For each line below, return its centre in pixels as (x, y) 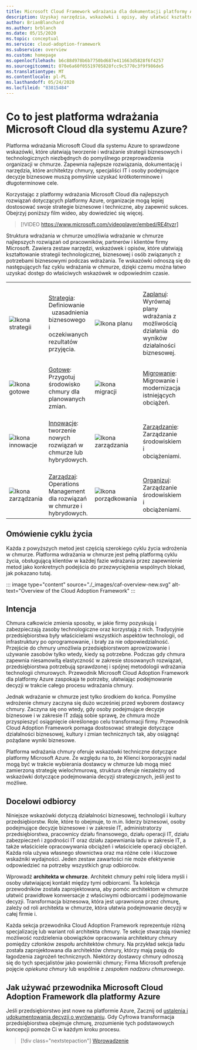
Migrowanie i (161, 380)
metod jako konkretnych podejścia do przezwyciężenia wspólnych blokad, (96, 567)
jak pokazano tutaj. (29, 573)
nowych (59, 437)
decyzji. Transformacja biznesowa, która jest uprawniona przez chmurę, (93, 902)
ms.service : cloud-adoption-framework (53, 45)
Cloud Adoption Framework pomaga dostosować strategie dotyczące (90, 728)
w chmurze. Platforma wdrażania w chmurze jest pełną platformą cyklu (92, 554)
